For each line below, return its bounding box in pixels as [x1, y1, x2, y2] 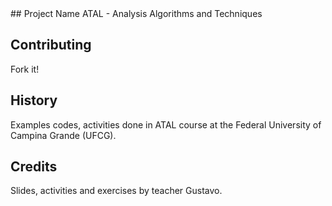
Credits [10, 158, 58, 176]
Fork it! [10, 63, 40, 75]
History [10, 92, 58, 109]
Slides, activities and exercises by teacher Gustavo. [10, 185, 223, 197]
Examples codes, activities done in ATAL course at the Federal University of [10, 118, 322, 131]
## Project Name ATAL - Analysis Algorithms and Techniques [10, 8, 263, 19]
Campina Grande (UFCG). [10, 129, 117, 141]
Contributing [10, 37, 92, 54]
